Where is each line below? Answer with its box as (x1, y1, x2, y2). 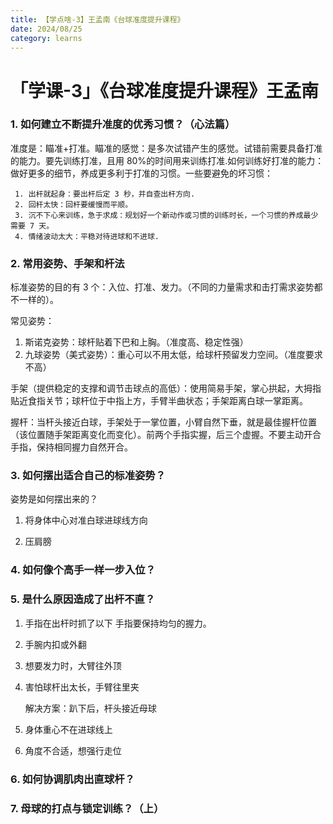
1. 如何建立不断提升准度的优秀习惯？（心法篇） (10, 117, 236, 131)
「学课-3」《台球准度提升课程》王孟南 (10, 79, 320, 102)
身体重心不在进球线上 (24, 723, 113, 735)
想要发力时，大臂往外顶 (24, 659, 122, 671)
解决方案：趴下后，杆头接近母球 (24, 702, 157, 714)
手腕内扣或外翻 (24, 638, 87, 650)
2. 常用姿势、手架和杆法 (10, 256, 125, 270)
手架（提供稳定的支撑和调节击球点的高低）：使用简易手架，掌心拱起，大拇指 (10, 382, 322, 395)
